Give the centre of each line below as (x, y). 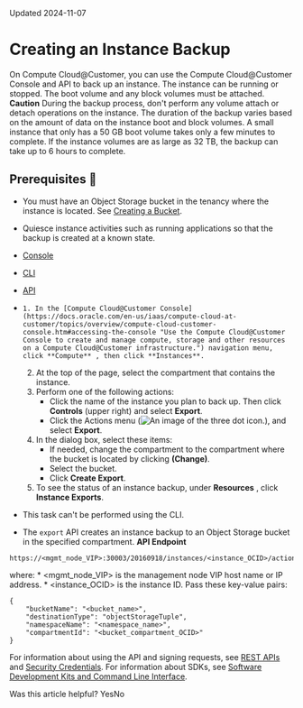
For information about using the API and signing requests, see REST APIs (145, 657)
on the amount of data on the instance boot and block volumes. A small (142, 122)
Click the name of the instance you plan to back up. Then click (165, 401)
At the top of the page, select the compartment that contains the (156, 372)
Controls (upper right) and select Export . (126, 410)
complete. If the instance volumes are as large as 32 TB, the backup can (144, 141)
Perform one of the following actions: (105, 391)
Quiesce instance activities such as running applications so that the (147, 228)
